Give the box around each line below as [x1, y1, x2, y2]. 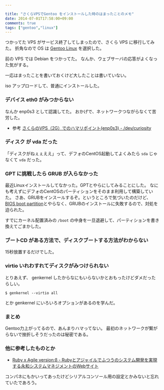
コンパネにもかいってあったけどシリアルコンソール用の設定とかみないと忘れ [5, 374, 159, 380]
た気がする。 [5, 62, 31, 68]
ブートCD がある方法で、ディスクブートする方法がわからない [5, 237, 148, 244]
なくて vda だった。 [5, 157, 44, 163]
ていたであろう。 [5, 380, 40, 386]
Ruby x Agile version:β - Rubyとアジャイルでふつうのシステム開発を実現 [12, 357, 158, 363]
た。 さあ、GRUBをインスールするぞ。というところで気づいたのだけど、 [5, 195, 151, 200]
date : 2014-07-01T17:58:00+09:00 [5, 16, 73, 21]
